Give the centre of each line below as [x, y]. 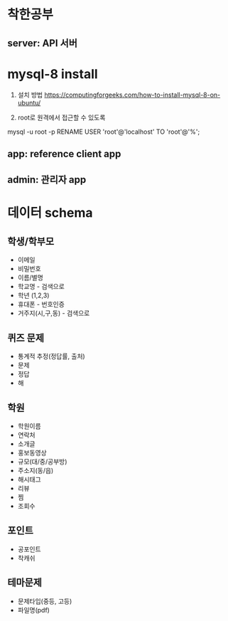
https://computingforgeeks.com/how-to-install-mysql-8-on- [132, 95]
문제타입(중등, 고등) [45, 601]
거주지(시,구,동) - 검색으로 [54, 313]
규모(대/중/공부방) [42, 461]
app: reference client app [64, 154]
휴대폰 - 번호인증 [41, 304]
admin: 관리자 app [47, 180]
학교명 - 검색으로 [41, 287]
